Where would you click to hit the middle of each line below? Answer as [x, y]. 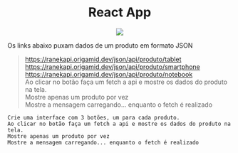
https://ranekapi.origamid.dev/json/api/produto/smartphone [113, 67]
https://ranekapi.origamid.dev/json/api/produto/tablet [103, 59]
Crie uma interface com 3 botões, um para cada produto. [94, 117]
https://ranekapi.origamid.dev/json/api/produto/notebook [109, 74]
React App [120, 12]
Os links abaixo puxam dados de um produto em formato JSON [100, 45]
